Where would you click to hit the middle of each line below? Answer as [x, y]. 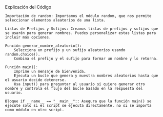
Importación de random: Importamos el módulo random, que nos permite [78, 16]
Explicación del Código [28, 7]
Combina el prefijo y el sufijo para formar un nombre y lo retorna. [86, 58]
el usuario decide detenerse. [36, 80]
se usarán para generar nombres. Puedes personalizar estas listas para [81, 33]
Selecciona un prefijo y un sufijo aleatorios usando [70, 50]
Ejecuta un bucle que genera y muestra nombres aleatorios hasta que [86, 76]
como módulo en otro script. [35, 110]
